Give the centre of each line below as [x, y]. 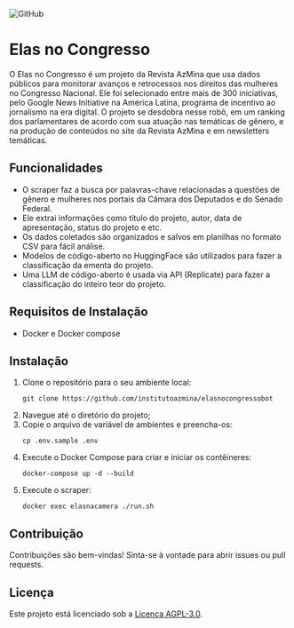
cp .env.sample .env [60, 441]
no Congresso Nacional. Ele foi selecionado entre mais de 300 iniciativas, [143, 92]
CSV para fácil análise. [64, 246]
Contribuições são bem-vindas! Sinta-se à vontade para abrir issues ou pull [147, 555]
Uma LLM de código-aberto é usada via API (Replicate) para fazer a [146, 274]
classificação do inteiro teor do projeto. [94, 283]
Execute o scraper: [56, 490]
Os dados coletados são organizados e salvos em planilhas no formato [151, 236]
